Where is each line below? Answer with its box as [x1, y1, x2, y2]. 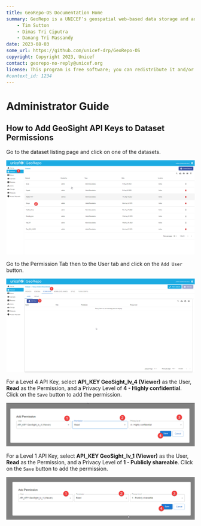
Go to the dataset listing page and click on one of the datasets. [6, 149, 161, 156]
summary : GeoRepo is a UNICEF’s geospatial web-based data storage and [6, 16, 188, 22]
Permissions [6, 132, 54, 143]
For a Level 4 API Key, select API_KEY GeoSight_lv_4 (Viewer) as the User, [6, 378, 192, 386]
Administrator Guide [6, 99, 109, 113]
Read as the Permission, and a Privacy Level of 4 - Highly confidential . [6, 385, 182, 392]
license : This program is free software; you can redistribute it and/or [6, 66, 194, 72]
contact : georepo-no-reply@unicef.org [6, 60, 103, 66]
